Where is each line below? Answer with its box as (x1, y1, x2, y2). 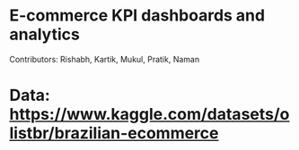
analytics (9, 24, 81, 45)
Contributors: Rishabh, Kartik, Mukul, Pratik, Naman (9, 54, 200, 64)
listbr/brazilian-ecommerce (9, 123, 219, 144)
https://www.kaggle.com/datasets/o (9, 104, 290, 125)
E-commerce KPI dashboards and (9, 5, 266, 26)
